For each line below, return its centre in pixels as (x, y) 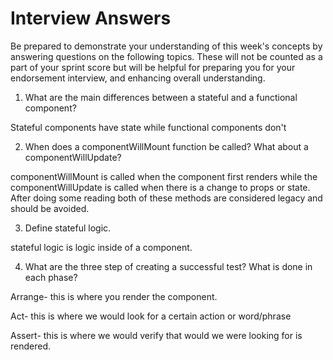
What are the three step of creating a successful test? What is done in (168, 266)
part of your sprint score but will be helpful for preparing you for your (153, 67)
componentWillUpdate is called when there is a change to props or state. (160, 187)
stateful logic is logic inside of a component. (101, 247)
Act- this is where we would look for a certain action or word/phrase (151, 316)
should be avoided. (50, 208)
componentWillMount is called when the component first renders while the (164, 176)
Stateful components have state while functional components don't (148, 127)
